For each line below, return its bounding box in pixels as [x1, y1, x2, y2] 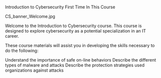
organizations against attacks [5, 67, 64, 73]
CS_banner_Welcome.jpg [5, 14, 56, 19]
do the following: [5, 48, 39, 53]
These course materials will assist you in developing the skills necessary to [5, 43, 155, 48]
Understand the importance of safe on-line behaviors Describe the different [5, 57, 156, 62]
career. [5, 33, 19, 39]
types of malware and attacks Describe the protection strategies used [5, 62, 145, 68]
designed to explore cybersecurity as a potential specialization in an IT [5, 28, 146, 33]
